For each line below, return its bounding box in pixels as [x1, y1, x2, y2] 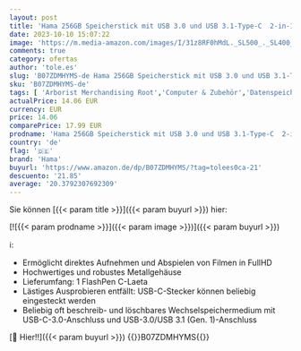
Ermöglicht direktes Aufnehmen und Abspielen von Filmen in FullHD [21, 257, 273, 269]
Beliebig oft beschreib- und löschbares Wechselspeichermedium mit [21, 305, 276, 316]
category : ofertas [9, 55, 78, 64]
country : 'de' [9, 138, 63, 147]
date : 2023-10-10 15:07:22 [9, 30, 110, 39]
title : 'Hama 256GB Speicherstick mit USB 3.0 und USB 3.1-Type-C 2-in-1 [9, 21, 295, 30]
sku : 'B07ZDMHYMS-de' [9, 80, 90, 89]
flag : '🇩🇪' [9, 146, 54, 155]
